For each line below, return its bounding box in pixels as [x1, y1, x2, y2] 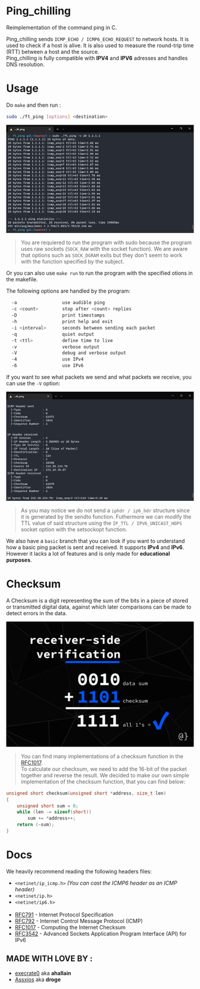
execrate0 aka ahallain [14, 969, 71, 976]
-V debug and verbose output [11, 350, 127, 356]
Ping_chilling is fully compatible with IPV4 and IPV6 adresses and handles [6, 54, 188, 61]
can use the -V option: [6, 380, 61, 387]
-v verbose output [11, 344, 100, 350]
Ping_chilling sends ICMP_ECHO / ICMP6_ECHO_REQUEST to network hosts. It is [6, 35, 189, 42]
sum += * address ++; [27, 816, 76, 821]
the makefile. [6, 276, 38, 283]
